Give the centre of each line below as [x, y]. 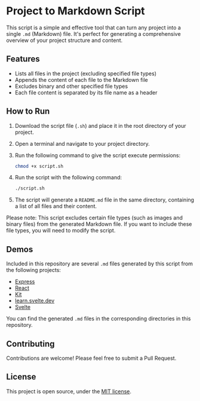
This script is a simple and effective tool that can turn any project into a [93, 27]
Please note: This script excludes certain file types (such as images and [95, 218]
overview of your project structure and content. [64, 40]
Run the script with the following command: [68, 177]
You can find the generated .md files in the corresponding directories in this [99, 319]
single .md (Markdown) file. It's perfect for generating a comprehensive [93, 33]
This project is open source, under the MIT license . [69, 391]
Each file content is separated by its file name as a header [86, 92]
